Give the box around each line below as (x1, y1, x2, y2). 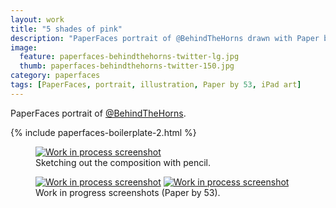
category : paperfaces (10, 71, 101, 81)
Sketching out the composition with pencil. (35, 156, 212, 168)
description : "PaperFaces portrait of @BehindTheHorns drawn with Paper (10, 33, 320, 43)
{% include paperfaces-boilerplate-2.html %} (10, 126, 197, 138)
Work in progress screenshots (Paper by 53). (35, 186, 221, 198)
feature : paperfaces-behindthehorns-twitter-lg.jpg (19, 52, 240, 62)
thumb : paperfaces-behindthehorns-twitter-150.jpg (19, 61, 235, 71)
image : (10, 42, 38, 53)
